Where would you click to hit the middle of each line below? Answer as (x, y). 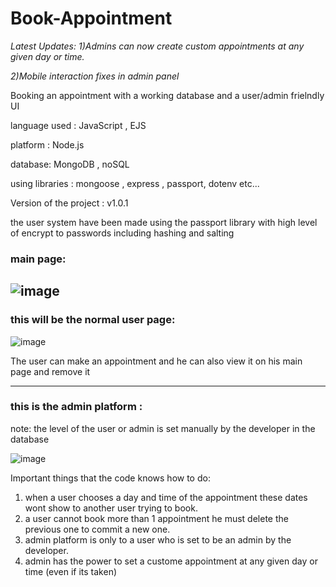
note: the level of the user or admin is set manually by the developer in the (163, 428)
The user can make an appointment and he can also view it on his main (156, 361)
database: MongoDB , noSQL (70, 164)
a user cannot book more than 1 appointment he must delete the (156, 518)
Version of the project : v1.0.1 (69, 203)
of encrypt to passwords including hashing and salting (122, 233)
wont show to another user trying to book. (111, 508)
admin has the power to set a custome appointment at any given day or (171, 561)
